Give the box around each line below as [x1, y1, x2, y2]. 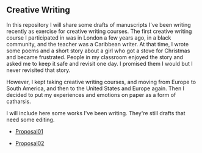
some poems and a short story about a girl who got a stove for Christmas [6, 47, 190, 54]
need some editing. [6, 116, 55, 123]
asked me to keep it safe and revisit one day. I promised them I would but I [6, 60, 193, 67]
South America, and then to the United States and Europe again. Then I [6, 85, 185, 92]
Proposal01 [15, 127, 44, 135]
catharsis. [6, 98, 32, 105]
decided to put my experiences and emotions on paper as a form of [6, 91, 176, 98]
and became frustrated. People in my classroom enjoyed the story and [6, 53, 184, 60]
